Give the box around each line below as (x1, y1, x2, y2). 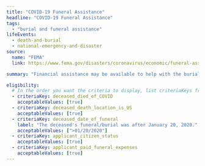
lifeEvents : (6, 32, 37, 38)
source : (6, 49, 26, 55)
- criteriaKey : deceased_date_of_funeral (12, 116, 119, 122)
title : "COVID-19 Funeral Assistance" (6, 9, 105, 15)
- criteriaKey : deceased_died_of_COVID (12, 93, 113, 99)
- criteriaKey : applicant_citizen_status (12, 133, 119, 139)
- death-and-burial (12, 37, 62, 43)
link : (12, 60, 26, 66)
